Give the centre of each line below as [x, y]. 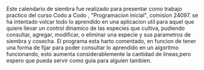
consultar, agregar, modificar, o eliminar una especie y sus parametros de [99, 35]
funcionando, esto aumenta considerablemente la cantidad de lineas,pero [99, 54]
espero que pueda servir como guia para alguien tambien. [79, 61]
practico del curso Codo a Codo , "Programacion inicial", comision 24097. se [102, 15]
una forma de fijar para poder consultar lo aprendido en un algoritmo [93, 47]
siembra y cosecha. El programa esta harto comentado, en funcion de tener [101, 41]
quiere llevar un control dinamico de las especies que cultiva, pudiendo [96, 28]
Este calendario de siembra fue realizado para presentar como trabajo [94, 9]
